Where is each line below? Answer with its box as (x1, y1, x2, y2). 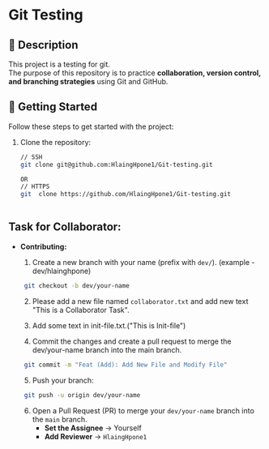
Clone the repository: (19, 137, 92, 147)
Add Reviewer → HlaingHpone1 (44, 431, 147, 441)
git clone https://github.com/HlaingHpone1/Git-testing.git (19, 190, 232, 199)
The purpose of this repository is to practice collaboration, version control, (8, 68, 262, 78)
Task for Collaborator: (8, 220, 122, 234)
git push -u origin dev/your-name (23, 391, 141, 399)
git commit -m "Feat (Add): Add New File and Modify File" (23, 361, 228, 369)
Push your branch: (32, 375, 95, 385)
